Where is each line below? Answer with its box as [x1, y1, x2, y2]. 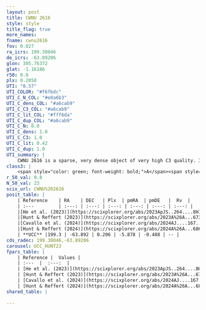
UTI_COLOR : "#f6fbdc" [6, 89, 62, 95]
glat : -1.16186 [6, 66, 45, 72]
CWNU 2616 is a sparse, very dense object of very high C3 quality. [17, 157, 196, 163]
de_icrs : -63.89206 [6, 55, 56, 61]
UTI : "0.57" [6, 83, 37, 90]
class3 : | [6, 163, 32, 169]
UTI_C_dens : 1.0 [6, 129, 48, 135]
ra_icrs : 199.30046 [6, 49, 56, 55]
